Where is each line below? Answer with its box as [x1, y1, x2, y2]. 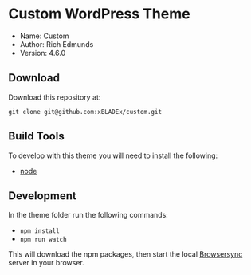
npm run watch [19, 236, 67, 244]
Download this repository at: [8, 92, 101, 102]
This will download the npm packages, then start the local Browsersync [8, 249, 243, 259]
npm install [19, 227, 60, 235]
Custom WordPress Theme [8, 5, 190, 23]
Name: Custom [19, 31, 69, 41]
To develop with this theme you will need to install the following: [8, 151, 218, 160]
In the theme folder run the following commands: [8, 210, 169, 220]
